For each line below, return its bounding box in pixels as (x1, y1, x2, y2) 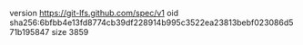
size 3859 (51, 27, 89, 37)
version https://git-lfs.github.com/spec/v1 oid (9, 8, 179, 18)
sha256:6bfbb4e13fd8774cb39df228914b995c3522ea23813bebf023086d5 (9, 17, 294, 28)
